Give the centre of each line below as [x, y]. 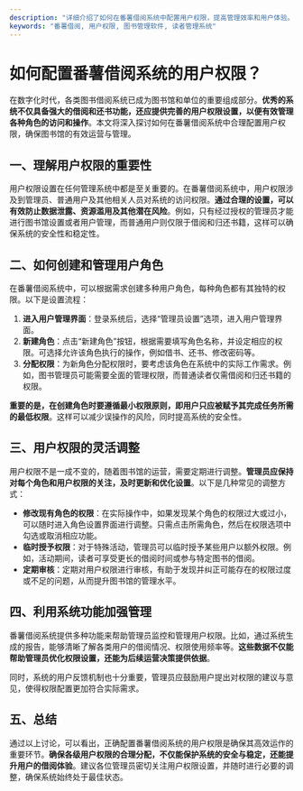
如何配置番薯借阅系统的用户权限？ [136, 74]
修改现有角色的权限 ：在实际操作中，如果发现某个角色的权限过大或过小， [156, 513]
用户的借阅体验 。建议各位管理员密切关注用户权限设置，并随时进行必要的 [151, 765]
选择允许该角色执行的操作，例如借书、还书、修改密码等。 [153, 353]
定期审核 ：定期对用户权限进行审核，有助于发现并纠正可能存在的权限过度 [156, 569]
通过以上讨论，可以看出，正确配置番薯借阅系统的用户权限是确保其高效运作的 [151, 743]
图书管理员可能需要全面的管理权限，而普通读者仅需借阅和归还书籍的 [165, 375]
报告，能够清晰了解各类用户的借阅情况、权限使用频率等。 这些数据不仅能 [159, 647]
